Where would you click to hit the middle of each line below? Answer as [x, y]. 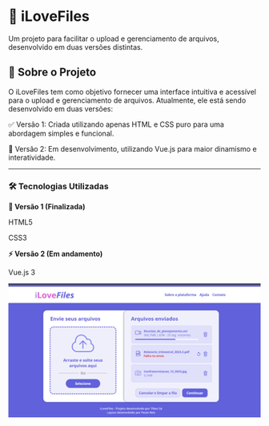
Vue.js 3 [22, 273]
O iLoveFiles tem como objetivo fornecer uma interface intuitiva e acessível [132, 91]
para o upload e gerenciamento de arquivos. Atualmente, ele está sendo [127, 100]
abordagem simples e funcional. [61, 133]
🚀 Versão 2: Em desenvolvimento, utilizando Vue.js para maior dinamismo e [133, 148]
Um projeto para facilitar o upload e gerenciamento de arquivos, [114, 39]
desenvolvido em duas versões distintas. [76, 47]
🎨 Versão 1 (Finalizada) [47, 207]
